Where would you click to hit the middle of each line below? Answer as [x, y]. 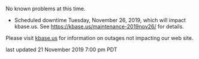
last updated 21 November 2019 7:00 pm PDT [61, 49]
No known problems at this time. [46, 9]
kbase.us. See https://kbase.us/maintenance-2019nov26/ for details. [99, 27]
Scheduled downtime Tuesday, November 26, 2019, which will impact [100, 20]
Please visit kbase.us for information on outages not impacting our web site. [99, 38]
